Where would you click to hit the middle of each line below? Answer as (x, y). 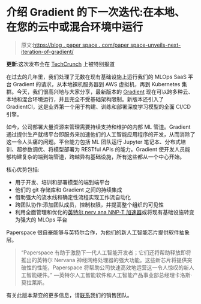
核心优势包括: (23, 169)
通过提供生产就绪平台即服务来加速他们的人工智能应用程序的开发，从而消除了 (101, 134)
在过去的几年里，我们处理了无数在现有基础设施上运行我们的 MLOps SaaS (97, 77)
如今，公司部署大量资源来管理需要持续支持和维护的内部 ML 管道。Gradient (98, 127)
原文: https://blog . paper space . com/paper (75, 45)
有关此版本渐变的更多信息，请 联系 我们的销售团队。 (69, 295)
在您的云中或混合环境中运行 (75, 27)
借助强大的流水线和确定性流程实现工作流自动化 (73, 197)
